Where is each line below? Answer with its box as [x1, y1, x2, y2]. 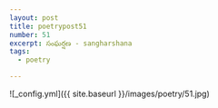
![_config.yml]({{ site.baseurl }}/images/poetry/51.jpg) [9, 88, 211, 99]
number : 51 [9, 30, 51, 39]
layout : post [9, 13, 59, 23]
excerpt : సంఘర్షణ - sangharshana [9, 38, 133, 48]
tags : [9, 47, 30, 56]
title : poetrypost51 [9, 22, 88, 31]
